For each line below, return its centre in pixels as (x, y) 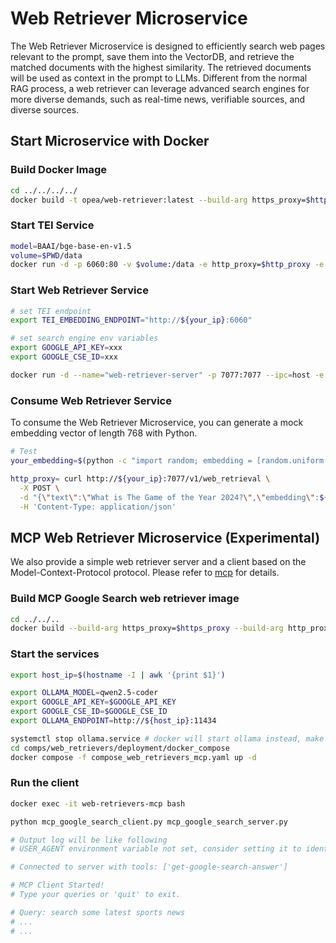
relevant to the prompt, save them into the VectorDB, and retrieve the (152, 56)
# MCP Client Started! (57, 885)
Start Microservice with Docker (110, 141)
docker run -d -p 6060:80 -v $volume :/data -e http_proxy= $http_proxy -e (167, 265)
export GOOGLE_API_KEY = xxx (66, 348)
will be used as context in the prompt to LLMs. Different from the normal (159, 78)
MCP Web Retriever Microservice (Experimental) (165, 537)
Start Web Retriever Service (79, 290)
